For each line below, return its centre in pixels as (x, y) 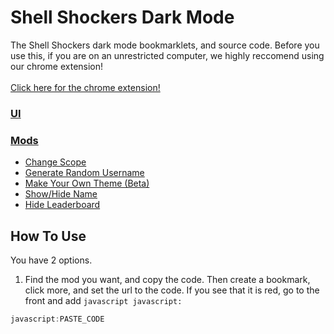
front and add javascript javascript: (103, 300)
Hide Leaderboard (62, 205)
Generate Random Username (84, 173)
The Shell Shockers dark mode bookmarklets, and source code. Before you (165, 45)
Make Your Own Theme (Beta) (87, 183)
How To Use (48, 236)
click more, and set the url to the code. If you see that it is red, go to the (172, 290)
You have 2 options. (51, 260)
